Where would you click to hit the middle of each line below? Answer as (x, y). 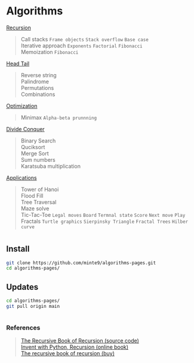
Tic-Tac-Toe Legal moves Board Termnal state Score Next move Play (103, 214)
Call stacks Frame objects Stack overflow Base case (85, 39)
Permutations (37, 87)
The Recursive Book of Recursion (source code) (80, 341)
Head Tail (18, 63)
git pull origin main (33, 306)
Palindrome (35, 81)
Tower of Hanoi (40, 189)
